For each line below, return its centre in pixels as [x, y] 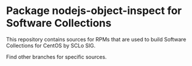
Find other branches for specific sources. [56, 57]
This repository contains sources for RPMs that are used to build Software [96, 39]
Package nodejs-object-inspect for [94, 11]
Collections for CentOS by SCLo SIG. [51, 46]
